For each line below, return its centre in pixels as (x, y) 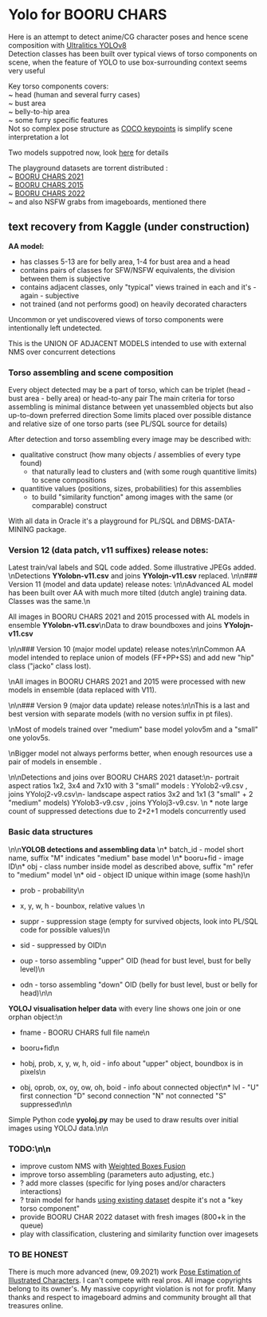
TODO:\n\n (30, 1149)
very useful (27, 70)
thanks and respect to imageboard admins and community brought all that (130, 1297)
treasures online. (36, 1306)
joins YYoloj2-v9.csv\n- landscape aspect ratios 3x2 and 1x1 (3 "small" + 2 (131, 795)
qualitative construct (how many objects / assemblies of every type (130, 455)
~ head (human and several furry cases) (75, 94)
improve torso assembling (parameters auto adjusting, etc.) (117, 1174)
